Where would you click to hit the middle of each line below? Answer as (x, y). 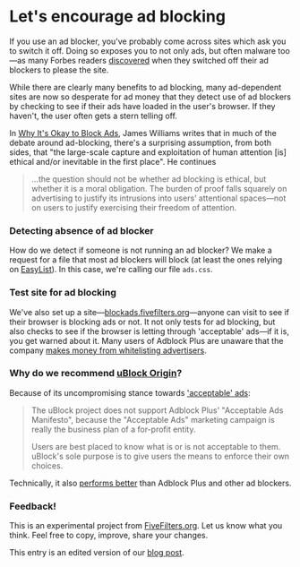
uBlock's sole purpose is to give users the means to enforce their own (160, 456)
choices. (47, 465)
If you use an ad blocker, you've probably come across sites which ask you (148, 41)
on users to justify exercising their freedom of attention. (134, 207)
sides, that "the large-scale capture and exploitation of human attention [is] (148, 152)
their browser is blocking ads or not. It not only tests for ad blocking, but (142, 322)
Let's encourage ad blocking (118, 17)
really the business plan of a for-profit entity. (113, 429)
